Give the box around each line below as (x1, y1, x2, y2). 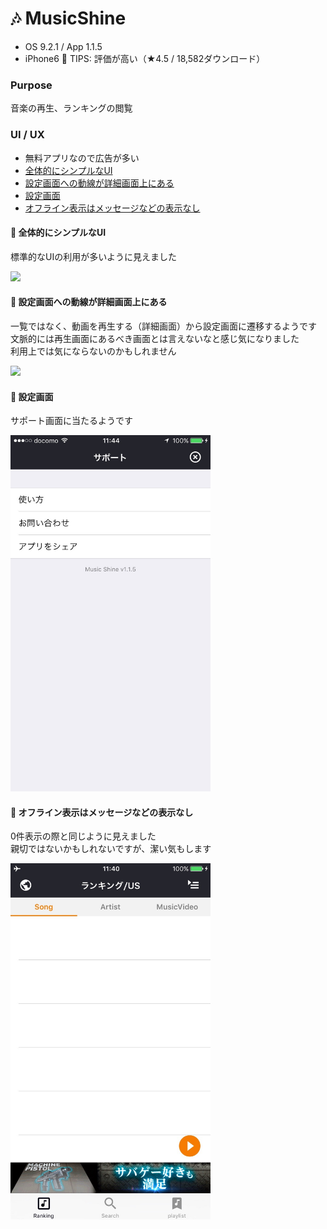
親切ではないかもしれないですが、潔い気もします (10, 843, 212, 855)
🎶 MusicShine (10, 7, 127, 30)
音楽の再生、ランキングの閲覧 (10, 102, 133, 114)
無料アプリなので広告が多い (24, 152, 140, 164)
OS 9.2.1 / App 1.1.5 (24, 40, 103, 52)
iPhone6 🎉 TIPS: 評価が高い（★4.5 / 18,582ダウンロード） (24, 52, 266, 64)
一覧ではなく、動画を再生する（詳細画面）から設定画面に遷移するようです (10, 320, 317, 332)
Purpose (10, 78, 53, 92)
